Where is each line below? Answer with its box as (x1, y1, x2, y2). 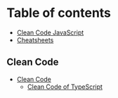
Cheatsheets (16, 35, 54, 44)
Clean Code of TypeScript (27, 82, 103, 91)
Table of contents (6, 5, 112, 21)
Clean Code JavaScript (16, 28, 84, 37)
